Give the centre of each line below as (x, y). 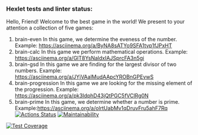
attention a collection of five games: (50, 28)
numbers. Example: (38, 71)
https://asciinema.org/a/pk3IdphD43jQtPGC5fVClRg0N (82, 96)
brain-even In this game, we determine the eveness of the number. (96, 39)
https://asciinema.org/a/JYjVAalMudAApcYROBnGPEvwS (84, 77)
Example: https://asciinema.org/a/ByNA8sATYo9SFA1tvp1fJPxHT (93, 45)
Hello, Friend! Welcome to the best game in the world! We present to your (95, 22)
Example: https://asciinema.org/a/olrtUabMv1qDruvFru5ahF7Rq (91, 108)
